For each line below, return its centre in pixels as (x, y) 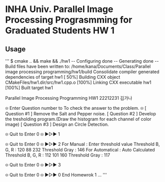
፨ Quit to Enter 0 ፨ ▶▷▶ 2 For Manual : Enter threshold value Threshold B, (82, 144)
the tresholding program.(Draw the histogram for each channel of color (78, 119)
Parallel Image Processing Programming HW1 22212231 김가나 (69, 98)
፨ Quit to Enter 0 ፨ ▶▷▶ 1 (32, 134)
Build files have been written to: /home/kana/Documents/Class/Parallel (78, 66)
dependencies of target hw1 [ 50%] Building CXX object (63, 77)
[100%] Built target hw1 (29, 88)
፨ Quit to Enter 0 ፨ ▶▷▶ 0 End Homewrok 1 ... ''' (56, 175)
